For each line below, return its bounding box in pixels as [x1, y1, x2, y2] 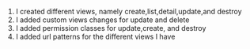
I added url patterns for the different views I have [15, 32, 176, 41]
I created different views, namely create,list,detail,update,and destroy [15, 7, 243, 16]
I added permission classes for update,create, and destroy [15, 24, 206, 32]
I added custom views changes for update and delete [15, 15, 190, 24]
